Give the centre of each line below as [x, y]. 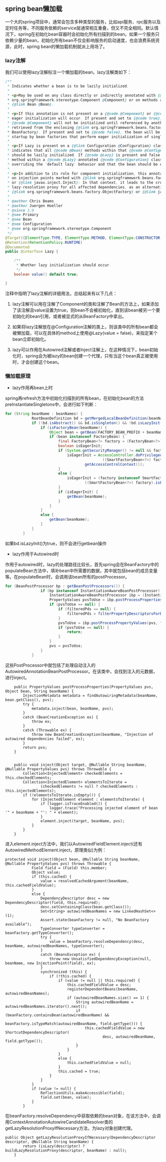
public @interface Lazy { [32, 252]
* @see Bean [20, 220]
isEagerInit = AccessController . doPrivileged [115, 455]
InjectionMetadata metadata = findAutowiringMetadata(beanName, [90, 695]
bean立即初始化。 [30, 339]
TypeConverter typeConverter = [73, 929]
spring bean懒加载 [34, 9]
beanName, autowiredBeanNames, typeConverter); [55, 946]
